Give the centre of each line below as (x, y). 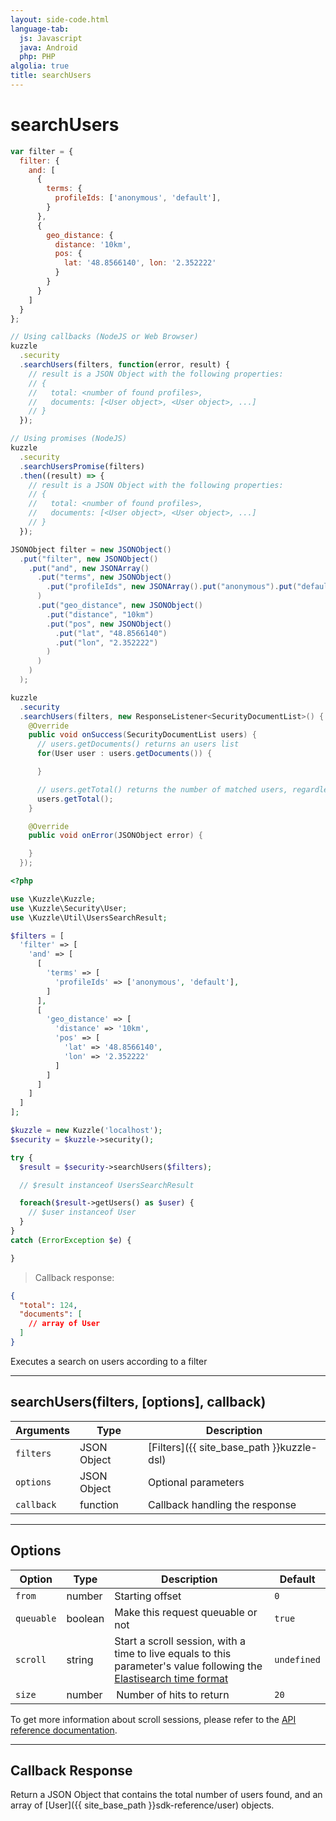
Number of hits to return (173, 1694)
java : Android (48, 47)
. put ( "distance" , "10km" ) (100, 614)
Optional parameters (196, 1482)
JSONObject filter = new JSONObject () (91, 549)
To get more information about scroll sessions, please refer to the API (153, 1719)
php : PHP (37, 57)
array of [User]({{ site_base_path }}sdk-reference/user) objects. (142, 1805)
